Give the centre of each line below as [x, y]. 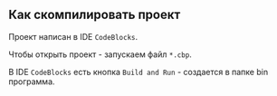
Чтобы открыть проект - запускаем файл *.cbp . [100, 54]
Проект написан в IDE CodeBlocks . [73, 36]
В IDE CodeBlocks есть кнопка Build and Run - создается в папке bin [138, 72]
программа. [32, 82]
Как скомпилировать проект [95, 15]
